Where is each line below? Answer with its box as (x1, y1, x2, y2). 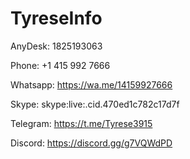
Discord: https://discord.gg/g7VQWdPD (10, 137, 173, 149)
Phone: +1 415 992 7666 (10, 59, 111, 71)
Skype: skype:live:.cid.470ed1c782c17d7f (10, 98, 180, 110)
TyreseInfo (10, 7, 103, 30)
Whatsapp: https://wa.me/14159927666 (10, 78, 173, 91)
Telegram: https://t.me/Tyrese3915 (10, 117, 153, 129)
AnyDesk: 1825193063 (10, 40, 103, 52)
